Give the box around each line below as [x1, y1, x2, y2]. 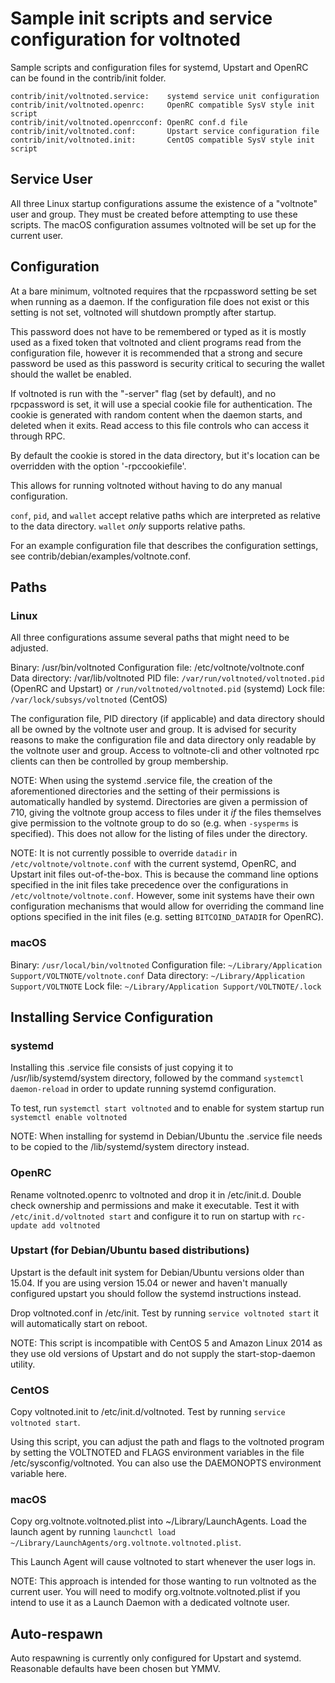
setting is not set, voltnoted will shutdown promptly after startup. [10, 306, 277, 318]
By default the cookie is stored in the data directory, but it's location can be [10, 449, 320, 461]
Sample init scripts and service [10, 7, 273, 30]
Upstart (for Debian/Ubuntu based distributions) [10, 1243, 250, 1257]
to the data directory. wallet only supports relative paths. [10, 520, 246, 532]
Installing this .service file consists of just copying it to [10, 1062, 234, 1074]
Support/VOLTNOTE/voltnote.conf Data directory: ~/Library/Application [10, 969, 305, 981]
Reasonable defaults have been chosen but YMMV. [10, 1663, 221, 1675]
